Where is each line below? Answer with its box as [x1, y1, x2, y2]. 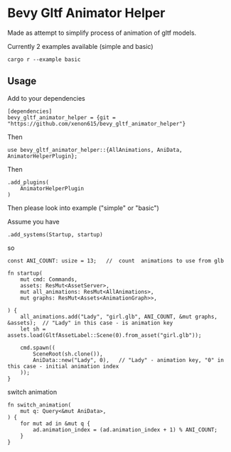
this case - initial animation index [7, 363, 119, 370]
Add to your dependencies [7, 94, 85, 102]
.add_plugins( [7, 179, 50, 186]
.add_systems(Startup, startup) [7, 231, 103, 238]
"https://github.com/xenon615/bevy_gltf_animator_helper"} [7, 120, 186, 127]
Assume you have [7, 217, 60, 226]
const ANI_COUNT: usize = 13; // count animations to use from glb [7, 257, 224, 264]
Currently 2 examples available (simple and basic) [7, 42, 154, 50]
